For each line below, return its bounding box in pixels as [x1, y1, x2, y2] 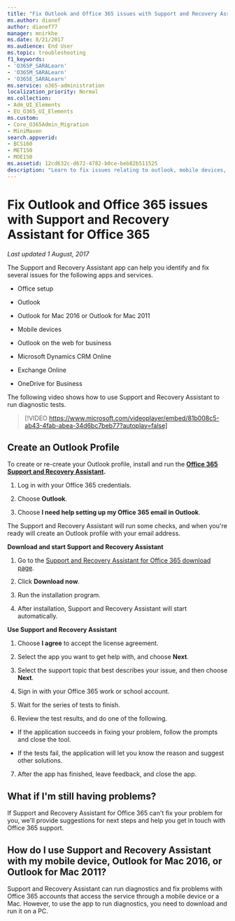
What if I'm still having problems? [7, 790, 157, 802]
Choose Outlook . [17, 494, 68, 503]
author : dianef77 [7, 23, 58, 30]
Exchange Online [17, 366, 66, 374]
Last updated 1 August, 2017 [7, 249, 90, 258]
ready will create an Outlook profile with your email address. [7, 529, 180, 538]
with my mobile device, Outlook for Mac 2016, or [7, 855, 222, 867]
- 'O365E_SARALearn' [7, 75, 68, 83]
